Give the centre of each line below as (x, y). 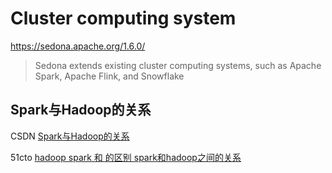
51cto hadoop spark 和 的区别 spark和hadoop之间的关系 (126, 157)
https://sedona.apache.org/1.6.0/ (78, 46)
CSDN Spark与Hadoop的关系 (70, 136)
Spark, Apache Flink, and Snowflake (109, 76)
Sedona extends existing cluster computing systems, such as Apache (178, 65)
